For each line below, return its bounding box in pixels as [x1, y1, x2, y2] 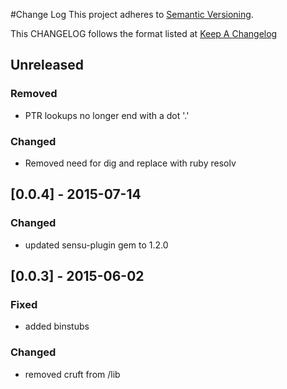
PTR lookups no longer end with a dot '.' [24, 109, 190, 121]
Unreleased [10, 57, 85, 74]
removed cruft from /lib [24, 368, 121, 380]
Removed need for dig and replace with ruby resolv [24, 157, 237, 169]
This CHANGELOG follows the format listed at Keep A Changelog [10, 28, 278, 39]
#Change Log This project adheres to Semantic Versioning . [10, 9, 254, 20]
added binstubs [24, 320, 90, 333]
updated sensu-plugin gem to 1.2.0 [24, 239, 169, 251]
